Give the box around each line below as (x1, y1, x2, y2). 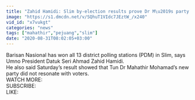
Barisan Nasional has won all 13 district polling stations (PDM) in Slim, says (6, 52, 186, 58)
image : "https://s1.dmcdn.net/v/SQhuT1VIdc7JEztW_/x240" (6, 14, 148, 20)
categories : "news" (6, 24, 54, 31)
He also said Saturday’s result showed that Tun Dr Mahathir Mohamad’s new (6, 64, 189, 70)
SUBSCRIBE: (6, 83, 37, 89)
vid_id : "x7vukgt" (6, 19, 51, 25)
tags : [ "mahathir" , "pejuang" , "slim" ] (6, 30, 98, 36)
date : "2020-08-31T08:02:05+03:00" (6, 35, 93, 41)
